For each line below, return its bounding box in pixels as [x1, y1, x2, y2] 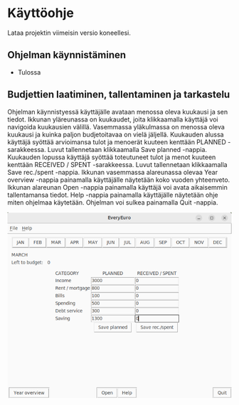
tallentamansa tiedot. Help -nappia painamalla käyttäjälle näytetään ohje [7, 190, 218, 199]
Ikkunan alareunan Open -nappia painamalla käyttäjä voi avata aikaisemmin [7, 183, 228, 191]
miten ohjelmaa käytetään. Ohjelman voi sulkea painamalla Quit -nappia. [7, 198, 218, 207]
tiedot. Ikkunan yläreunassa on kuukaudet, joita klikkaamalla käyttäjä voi [7, 115, 218, 124]
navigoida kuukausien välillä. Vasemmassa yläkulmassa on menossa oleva [7, 122, 225, 131]
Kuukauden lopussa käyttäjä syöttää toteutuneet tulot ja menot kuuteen [7, 153, 216, 161]
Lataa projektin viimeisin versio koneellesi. [7, 28, 132, 37]
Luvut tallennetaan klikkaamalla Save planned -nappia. [47, 145, 208, 153]
